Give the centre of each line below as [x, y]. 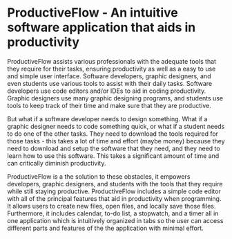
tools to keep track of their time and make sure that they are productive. [109, 105]
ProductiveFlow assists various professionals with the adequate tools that [112, 61]
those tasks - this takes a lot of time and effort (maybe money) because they [116, 141]
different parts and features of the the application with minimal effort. [105, 228]
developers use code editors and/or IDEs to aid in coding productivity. [107, 91]
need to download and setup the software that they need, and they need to [114, 148]
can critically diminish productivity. [57, 163]
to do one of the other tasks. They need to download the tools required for [113, 134]
